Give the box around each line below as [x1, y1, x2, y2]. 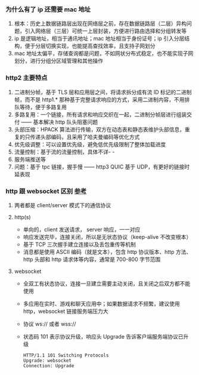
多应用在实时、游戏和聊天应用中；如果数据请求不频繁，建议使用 [23, 300, 180, 307]
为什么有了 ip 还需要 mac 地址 [5, 5, 91, 13]
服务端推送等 [14, 155, 46, 162]
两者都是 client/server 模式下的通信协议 [14, 201, 111, 208]
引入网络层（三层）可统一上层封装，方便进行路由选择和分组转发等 [24, 27, 187, 35]
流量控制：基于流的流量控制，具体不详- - [14, 148, 115, 155]
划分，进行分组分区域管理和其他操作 [14, 57, 104, 64]
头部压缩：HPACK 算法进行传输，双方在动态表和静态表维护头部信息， [14, 125, 185, 133]
